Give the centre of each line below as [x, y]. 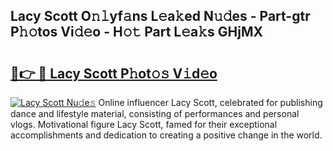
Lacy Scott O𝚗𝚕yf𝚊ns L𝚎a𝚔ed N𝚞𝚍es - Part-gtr [160, 16]
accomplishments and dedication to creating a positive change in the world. [166, 135]
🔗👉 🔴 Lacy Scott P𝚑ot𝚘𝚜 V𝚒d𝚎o [114, 73]
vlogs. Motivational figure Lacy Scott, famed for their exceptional [144, 124]
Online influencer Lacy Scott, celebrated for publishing [210, 102]
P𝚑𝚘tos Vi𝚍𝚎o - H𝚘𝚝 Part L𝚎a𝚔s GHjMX [136, 32]
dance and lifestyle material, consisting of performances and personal [155, 113]
